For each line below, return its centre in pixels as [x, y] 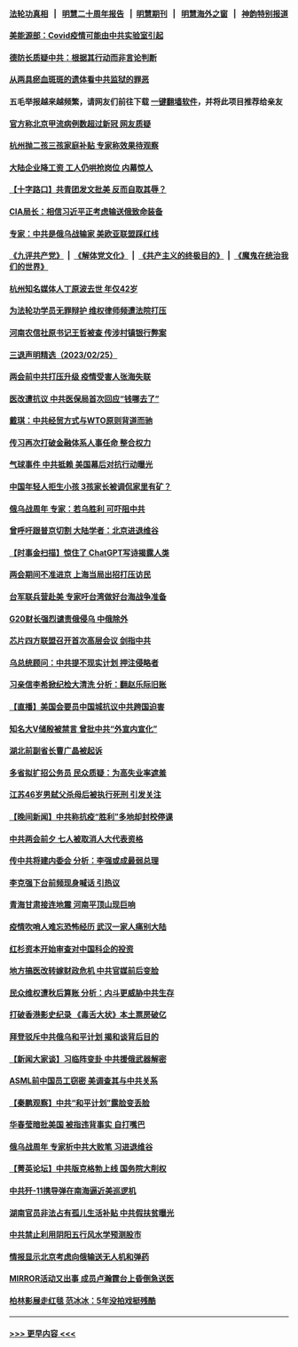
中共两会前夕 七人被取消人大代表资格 [76, 838]
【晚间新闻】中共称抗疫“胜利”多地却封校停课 [91, 816]
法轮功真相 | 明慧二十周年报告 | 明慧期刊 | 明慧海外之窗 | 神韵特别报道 [149, 13]
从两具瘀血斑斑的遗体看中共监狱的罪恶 [79, 79]
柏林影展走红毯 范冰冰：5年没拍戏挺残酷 [83, 1301]
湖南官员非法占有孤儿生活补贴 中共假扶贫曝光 [92, 1213]
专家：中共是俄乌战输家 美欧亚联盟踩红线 [84, 233]
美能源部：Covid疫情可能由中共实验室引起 [86, 36]
